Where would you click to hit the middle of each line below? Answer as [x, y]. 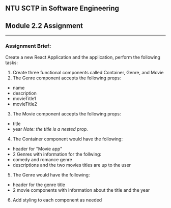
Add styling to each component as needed [57, 200]
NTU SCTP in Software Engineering [62, 8]
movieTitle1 [24, 98]
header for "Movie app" [37, 148]
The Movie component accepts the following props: [67, 113]
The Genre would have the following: [51, 174]
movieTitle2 [25, 104]
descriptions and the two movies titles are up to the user [72, 165]
